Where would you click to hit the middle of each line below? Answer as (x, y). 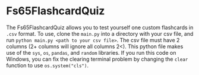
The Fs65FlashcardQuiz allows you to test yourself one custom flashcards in (100, 27)
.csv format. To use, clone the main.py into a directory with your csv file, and (100, 33)
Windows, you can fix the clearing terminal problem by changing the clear (97, 59)
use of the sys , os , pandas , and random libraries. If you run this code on (91, 52)
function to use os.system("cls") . (48, 65)
